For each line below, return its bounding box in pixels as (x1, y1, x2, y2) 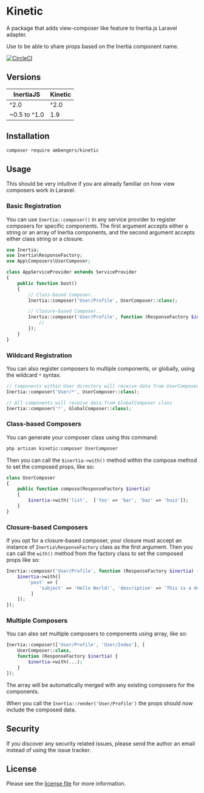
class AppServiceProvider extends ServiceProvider (6, 269, 137, 275)
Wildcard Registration (6, 351, 72, 360)
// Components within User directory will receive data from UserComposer (6, 383, 200, 389)
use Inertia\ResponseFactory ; (6, 253, 83, 259)
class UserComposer (6, 475, 56, 481)
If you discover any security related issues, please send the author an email (6, 739, 195, 747)
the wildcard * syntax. (6, 371, 62, 379)
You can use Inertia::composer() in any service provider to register (6, 215, 176, 223)
